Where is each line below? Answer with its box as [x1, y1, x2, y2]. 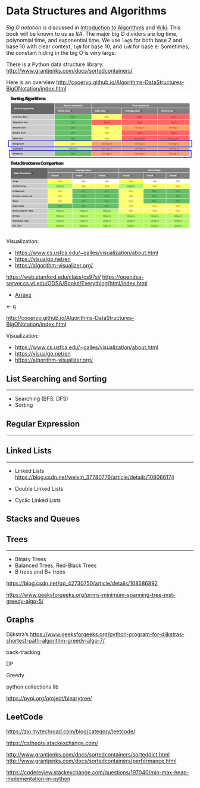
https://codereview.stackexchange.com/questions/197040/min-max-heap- [6, 768, 189, 775]
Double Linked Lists [14, 485, 64, 492]
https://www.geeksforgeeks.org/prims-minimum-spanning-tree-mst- [6, 591, 176, 599]
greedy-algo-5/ [6, 597, 44, 605]
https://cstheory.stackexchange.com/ [6, 739, 98, 746]
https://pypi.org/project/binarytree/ [6, 694, 92, 702]
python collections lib [6, 683, 59, 690]
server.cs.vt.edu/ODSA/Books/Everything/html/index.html [6, 280, 148, 287]
